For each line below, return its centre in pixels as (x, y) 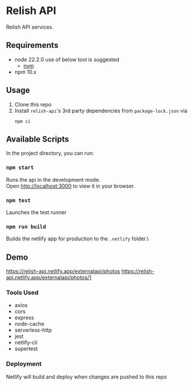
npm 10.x (25, 72)
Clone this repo (33, 104)
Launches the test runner (37, 212)
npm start (20, 168)
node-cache (30, 324)
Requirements (32, 45)
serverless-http (33, 330)
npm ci (23, 121)
